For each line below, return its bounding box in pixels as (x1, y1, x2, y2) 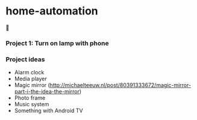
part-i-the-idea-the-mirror (14, 88, 80, 95)
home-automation (5, 4, 99, 18)
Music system (14, 101, 49, 108)
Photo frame (14, 94, 46, 101)
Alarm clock (14, 69, 45, 76)
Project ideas (5, 55, 45, 64)
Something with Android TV (14, 107, 83, 115)
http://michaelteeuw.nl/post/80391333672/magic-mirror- (49, 82, 191, 89)
